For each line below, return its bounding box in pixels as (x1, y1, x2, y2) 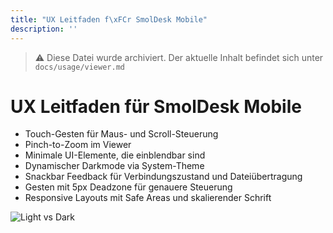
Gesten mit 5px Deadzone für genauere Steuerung (24, 181, 233, 193)
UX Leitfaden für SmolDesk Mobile (10, 95, 302, 118)
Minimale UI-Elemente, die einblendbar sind (24, 149, 206, 161)
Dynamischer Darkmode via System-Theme (24, 160, 205, 172)
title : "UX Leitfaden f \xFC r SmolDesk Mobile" (10, 14, 208, 25)
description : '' (10, 24, 78, 34)
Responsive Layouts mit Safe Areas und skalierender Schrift (24, 192, 272, 204)
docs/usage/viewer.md (34, 62, 125, 72)
